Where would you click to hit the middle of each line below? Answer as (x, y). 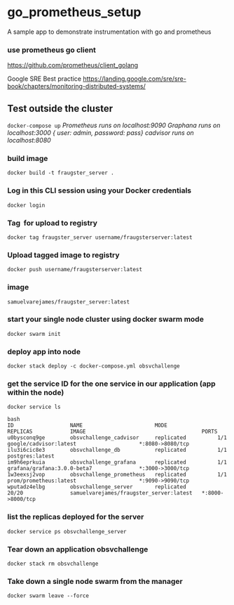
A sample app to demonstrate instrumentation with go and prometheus (109, 32)
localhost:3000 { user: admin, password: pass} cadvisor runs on (101, 133)
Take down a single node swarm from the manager (95, 581)
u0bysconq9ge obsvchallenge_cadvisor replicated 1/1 (117, 438)
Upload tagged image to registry (64, 255)
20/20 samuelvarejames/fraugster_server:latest (100, 493)
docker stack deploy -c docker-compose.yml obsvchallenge (94, 366)
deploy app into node (44, 351)
